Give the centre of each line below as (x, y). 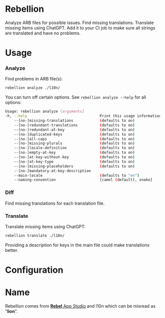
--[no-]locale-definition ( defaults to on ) (74, 148)
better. (12, 250)
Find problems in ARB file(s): (34, 79)
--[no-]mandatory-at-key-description (53, 171)
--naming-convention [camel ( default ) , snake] (83, 180)
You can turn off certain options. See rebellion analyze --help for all (76, 97)
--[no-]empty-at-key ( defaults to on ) (74, 153)
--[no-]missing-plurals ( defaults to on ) (74, 143)
